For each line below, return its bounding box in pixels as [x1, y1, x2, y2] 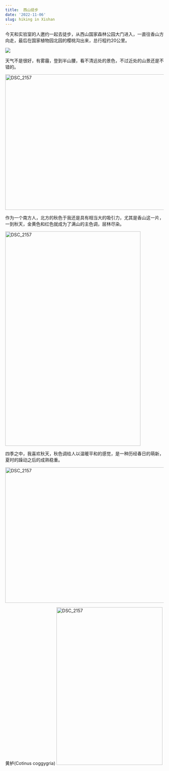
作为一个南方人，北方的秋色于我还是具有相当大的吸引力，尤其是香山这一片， [5, 215, 164, 221]
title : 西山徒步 [5, 7, 39, 13]
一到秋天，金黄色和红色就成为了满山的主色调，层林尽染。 [5, 221, 124, 227]
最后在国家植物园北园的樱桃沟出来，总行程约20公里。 [18, 37, 130, 43]
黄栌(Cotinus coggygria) [5, 760, 56, 766]
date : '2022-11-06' [5, 12, 46, 17]
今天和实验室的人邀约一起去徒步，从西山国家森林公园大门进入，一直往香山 [5, 31, 159, 37]
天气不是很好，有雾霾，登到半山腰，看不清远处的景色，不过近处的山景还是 [5, 58, 159, 64]
